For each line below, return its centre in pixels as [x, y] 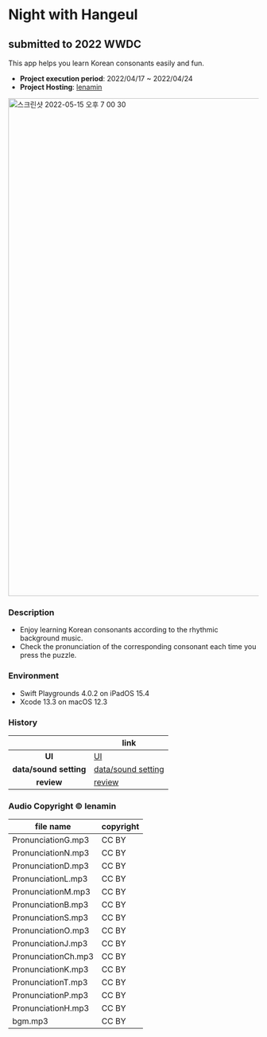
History [23, 722]
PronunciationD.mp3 [51, 866]
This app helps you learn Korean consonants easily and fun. [106, 63]
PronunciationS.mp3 [50, 918]
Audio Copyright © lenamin [62, 806]
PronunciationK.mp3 [50, 969]
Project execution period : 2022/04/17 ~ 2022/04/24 [106, 78]
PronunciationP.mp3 [50, 996]
